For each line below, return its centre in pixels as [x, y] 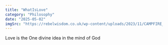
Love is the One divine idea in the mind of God [53, 38]
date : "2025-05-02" [25, 19]
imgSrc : [13, 24]
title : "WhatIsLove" [27, 10]
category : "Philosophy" [30, 14]
